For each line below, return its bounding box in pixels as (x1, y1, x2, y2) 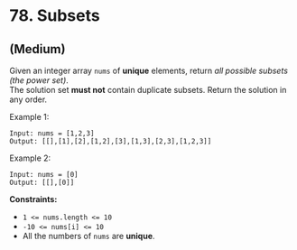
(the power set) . (9, 75, 70, 86)
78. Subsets (9, 5, 101, 26)
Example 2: (9, 153, 51, 163)
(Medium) (9, 42, 66, 57)
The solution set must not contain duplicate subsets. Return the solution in (9, 85, 287, 95)
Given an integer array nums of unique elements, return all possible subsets (9, 65, 289, 76)
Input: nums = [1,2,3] (9, 129, 95, 138)
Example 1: (9, 112, 50, 122)
